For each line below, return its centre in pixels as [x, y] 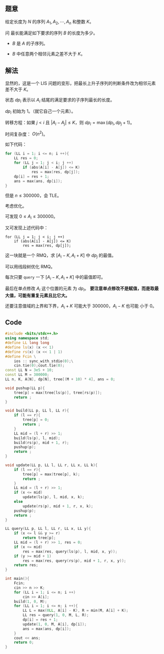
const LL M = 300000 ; [27, 375]
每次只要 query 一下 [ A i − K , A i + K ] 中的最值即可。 [55, 278]
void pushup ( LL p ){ [25, 388]
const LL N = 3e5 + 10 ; [29, 370]
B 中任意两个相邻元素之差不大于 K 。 [49, 53]
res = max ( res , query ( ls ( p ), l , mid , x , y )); [70, 551]
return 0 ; [24, 642]
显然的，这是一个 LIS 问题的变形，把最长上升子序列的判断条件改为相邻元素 [81, 83]
